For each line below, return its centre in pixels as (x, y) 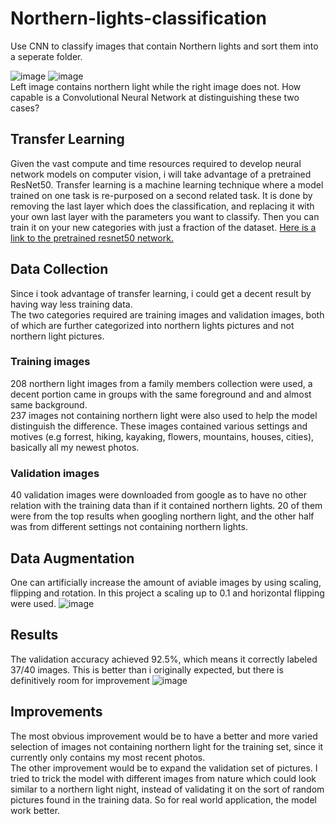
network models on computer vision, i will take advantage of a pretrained (161, 174)
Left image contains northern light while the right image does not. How (156, 86)
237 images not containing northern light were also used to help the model (164, 415)
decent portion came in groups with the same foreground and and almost (161, 394)
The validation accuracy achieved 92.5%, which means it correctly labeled (164, 659)
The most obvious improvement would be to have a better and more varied (164, 736)
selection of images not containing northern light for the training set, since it (167, 746)
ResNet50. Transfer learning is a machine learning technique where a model (167, 184)
